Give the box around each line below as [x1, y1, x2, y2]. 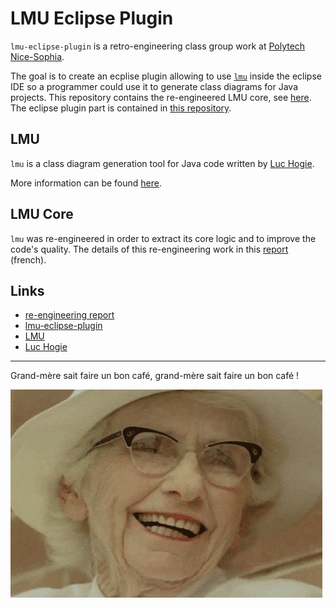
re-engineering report [24, 309, 115, 321]
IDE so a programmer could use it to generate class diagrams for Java [10, 80, 299, 92]
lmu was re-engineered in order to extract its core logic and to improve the [10, 232, 317, 244]
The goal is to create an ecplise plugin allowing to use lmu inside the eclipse [10, 70, 322, 82]
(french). [10, 253, 47, 266]
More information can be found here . [10, 177, 162, 189]
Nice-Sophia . [10, 50, 65, 62]
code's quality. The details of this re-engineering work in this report [10, 243, 289, 255]
